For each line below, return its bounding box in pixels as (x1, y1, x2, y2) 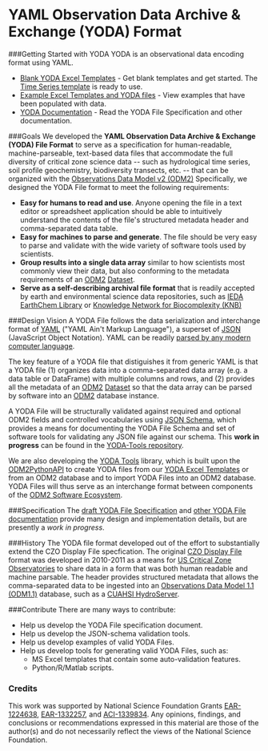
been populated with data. (19, 99, 106, 108)
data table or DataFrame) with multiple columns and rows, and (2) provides (8, 373, 255, 383)
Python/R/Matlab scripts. (31, 663, 114, 672)
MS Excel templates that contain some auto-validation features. (31, 654, 242, 664)
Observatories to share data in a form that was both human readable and (8, 563, 248, 573)
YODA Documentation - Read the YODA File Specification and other (19, 107, 242, 117)
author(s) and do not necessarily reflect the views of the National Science (8, 727, 252, 737)
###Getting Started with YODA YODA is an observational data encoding (8, 49, 245, 59)
